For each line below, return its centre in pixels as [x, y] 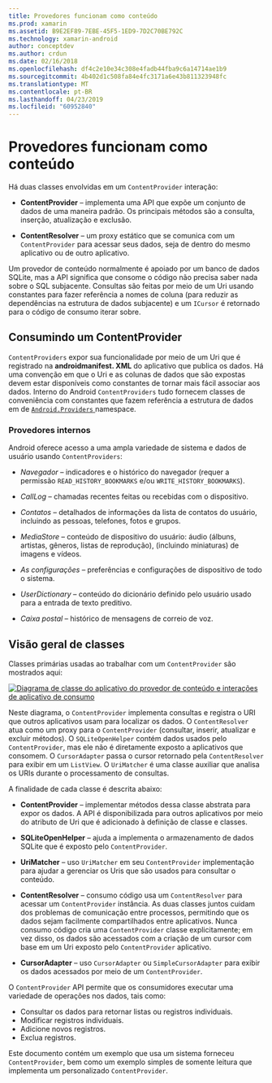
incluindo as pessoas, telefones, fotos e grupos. [100, 521]
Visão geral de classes [67, 644]
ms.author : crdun [38, 54]
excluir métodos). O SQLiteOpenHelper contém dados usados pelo [118, 738]
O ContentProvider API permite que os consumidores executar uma [121, 987]
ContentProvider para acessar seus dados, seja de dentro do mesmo [135, 244]
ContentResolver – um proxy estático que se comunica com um [127, 236]
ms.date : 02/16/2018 [43, 62]
